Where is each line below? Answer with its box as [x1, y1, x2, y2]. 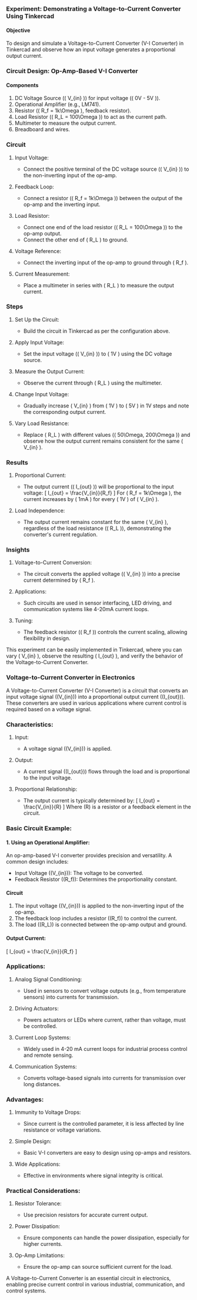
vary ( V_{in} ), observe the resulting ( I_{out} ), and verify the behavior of [6, 652, 183, 659]
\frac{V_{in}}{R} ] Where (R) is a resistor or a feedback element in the [23, 803, 191, 811]
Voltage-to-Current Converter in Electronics [6, 674, 135, 682]
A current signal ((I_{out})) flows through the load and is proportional [23, 768, 190, 775]
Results [6, 458, 28, 466]
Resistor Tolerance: [14, 1200, 62, 1207]
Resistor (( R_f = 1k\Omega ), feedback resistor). [14, 107, 131, 114]
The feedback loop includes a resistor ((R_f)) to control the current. [14, 915, 178, 922]
